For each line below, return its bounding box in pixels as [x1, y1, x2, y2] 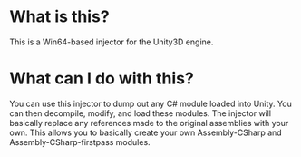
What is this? [9, 6, 111, 27]
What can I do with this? [9, 68, 195, 89]
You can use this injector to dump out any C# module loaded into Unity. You [9, 98, 292, 109]
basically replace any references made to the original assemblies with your [9, 117, 289, 128]
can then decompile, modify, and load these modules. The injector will [9, 107, 272, 119]
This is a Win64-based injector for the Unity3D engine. [9, 36, 214, 47]
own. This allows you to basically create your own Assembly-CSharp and [9, 127, 283, 138]
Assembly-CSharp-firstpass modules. [9, 136, 151, 147]
